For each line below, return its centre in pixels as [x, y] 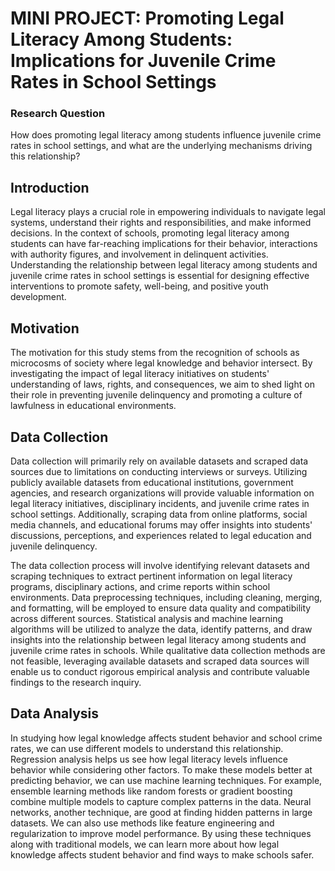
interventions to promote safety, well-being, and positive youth [139, 286]
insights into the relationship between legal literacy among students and [158, 639]
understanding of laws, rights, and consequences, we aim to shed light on [162, 384]
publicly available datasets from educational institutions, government [152, 482]
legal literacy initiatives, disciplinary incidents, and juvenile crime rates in [160, 503]
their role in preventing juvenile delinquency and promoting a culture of [156, 395]
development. [38, 297]
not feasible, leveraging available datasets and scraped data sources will [160, 661]
